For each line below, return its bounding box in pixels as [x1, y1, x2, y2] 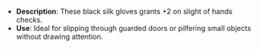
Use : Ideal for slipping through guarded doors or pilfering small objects [15, 24, 252, 32]
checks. [15, 15, 43, 24]
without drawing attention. [15, 32, 104, 41]
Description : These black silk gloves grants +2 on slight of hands [15, 7, 233, 16]
